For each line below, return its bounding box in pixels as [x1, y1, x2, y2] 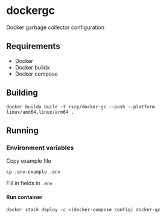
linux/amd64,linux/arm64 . [6, 109, 74, 115]
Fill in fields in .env [6, 180, 53, 187]
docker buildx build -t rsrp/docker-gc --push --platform [6, 103, 155, 109]
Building [6, 88, 38, 98]
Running [6, 125, 39, 136]
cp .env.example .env [6, 169, 61, 175]
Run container [6, 193, 43, 200]
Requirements [6, 41, 60, 51]
